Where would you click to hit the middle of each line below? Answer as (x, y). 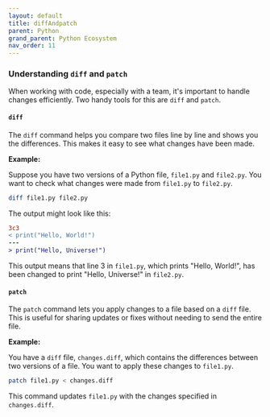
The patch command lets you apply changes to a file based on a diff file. (130, 309)
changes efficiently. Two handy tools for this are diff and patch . (115, 100)
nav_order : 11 (32, 46)
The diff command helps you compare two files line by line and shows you (133, 134)
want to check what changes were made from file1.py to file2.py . (120, 183)
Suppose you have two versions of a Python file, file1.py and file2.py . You (135, 175)
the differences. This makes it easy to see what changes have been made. (132, 143)
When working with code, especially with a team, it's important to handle (129, 91)
